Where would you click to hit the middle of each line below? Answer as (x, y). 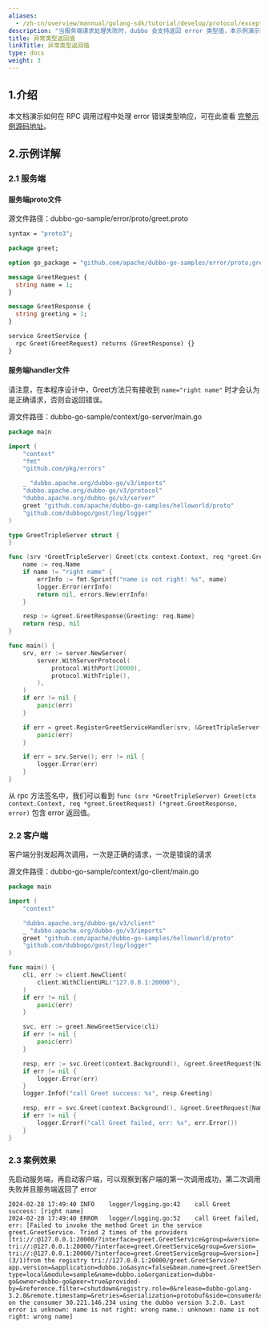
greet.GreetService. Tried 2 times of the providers (98, 1232)
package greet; (34, 249)
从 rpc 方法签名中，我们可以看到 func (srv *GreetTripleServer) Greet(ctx (132, 795)
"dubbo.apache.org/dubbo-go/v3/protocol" (92, 491)
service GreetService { (48, 336)
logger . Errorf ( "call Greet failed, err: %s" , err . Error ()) (138, 1123)
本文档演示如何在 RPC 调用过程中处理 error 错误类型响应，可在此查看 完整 (130, 116)
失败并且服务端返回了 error (53, 1188)
